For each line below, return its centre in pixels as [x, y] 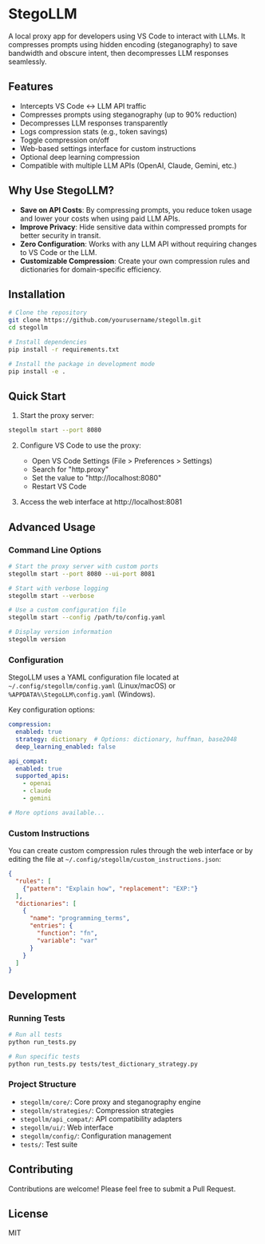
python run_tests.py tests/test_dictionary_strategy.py [103, 1064]
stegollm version [37, 640]
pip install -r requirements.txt [64, 349]
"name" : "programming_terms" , [79, 919]
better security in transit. [60, 235]
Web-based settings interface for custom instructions [108, 148]
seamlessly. [28, 62]
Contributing [41, 1169]
